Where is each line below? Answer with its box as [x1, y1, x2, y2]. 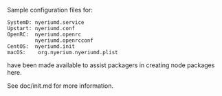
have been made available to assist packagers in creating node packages [7, 61, 215, 69]
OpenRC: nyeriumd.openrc [7, 31, 81, 38]
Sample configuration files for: [7, 6, 93, 14]
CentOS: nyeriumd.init [7, 43, 76, 50]
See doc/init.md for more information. [7, 82, 113, 90]
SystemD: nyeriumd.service [7, 19, 85, 26]
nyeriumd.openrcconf [34, 37, 94, 44]
